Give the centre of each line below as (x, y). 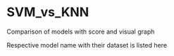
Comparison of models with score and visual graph (81, 31)
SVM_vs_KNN (48, 12)
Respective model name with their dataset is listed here (87, 45)
